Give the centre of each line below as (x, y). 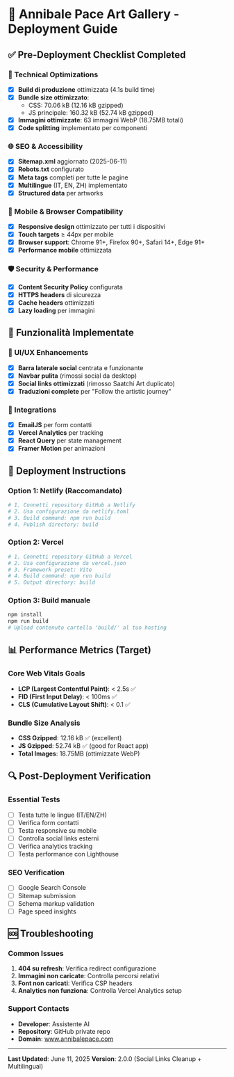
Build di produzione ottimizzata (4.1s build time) (86, 89)
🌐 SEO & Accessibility (45, 147)
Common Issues (36, 954)
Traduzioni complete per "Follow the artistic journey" (95, 391)
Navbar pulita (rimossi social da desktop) (77, 376)
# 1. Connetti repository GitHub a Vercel (70, 557)
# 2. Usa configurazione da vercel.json (67, 563)
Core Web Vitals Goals (47, 673)
